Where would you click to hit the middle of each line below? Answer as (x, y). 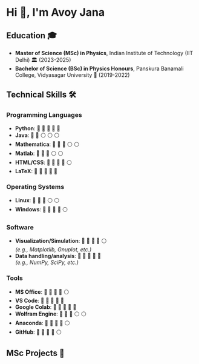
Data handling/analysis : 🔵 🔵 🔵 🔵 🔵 (58, 256)
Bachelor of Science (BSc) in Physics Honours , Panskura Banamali (99, 68)
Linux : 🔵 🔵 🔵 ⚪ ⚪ (37, 200)
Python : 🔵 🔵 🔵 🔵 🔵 (38, 128)
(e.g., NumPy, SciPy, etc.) (47, 262)
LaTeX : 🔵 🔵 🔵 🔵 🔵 (36, 171)
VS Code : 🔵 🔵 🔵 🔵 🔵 (40, 300)
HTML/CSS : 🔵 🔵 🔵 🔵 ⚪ (44, 162)
